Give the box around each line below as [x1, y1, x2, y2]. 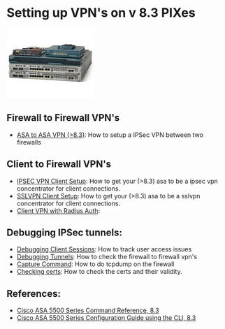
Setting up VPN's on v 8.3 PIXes [6, 5, 196, 21]
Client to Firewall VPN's [6, 159, 112, 170]
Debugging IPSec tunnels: [6, 226, 123, 238]
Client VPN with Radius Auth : [16, 206, 101, 214]
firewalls [16, 138, 41, 146]
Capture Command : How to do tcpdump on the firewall [16, 260, 175, 268]
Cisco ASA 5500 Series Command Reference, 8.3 [16, 306, 159, 315]
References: [6, 288, 61, 300]
